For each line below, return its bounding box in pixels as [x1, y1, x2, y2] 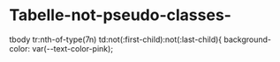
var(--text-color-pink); [32, 43, 113, 53]
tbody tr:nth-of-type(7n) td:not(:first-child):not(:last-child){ [9, 34, 223, 45]
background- [223, 34, 272, 45]
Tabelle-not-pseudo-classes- [9, 5, 232, 25]
